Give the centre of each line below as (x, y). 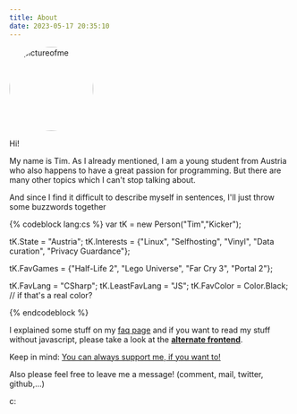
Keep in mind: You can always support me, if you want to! (115, 357)
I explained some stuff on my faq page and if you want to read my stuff (140, 330)
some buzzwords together (58, 206)
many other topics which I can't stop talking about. (102, 179)
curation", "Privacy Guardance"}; (70, 251)
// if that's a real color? (51, 295)
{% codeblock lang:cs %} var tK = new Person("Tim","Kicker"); (125, 224)
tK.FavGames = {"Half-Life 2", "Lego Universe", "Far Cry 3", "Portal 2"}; (141, 268)
